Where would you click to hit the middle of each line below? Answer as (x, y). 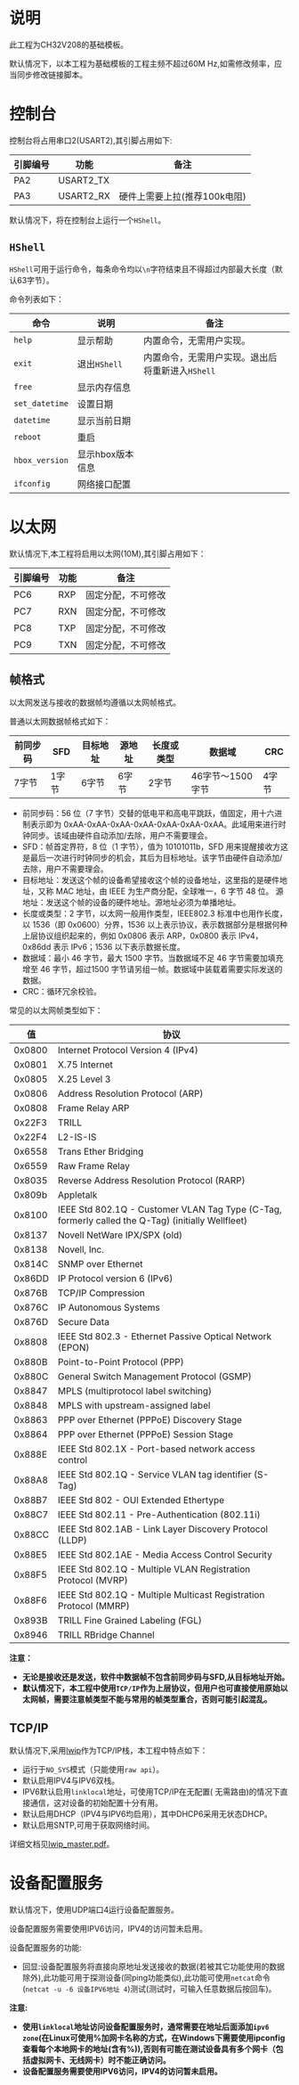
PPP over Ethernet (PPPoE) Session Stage (145, 1435)
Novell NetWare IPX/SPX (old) (120, 1235)
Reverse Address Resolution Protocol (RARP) (152, 1181)
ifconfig (32, 483)
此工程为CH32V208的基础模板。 (69, 45)
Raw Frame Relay (94, 1166)
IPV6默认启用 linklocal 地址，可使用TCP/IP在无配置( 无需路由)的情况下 (151, 1792)
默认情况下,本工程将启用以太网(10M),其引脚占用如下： (108, 553)
